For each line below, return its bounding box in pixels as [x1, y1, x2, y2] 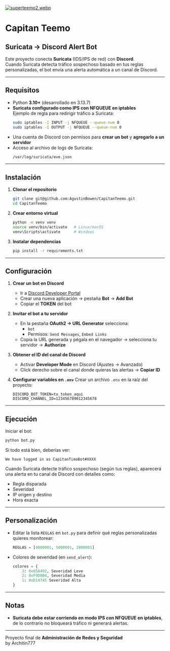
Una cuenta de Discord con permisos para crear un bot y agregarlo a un [12, 134, 164, 140]
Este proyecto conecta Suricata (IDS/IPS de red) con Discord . [5, 56, 135, 62]
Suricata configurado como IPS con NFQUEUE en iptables [12, 105, 136, 111]
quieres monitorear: [12, 535, 54, 541]
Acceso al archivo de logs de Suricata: [12, 145, 93, 151]
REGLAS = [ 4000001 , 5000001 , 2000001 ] [12, 545, 95, 550]
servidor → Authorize [20, 342, 66, 348]
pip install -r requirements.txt [12, 248, 83, 253]
